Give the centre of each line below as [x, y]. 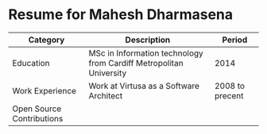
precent [229, 95]
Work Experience [44, 90]
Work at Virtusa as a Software [144, 86]
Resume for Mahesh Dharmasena [121, 15]
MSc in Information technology [146, 53]
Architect [106, 95]
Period [235, 40]
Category [46, 40]
